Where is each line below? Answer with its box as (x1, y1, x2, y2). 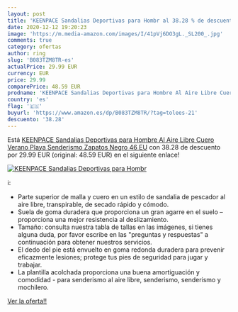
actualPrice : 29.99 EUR (7, 63, 78, 70)
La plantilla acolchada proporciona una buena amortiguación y (17, 267, 200, 277)
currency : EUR (7, 69, 50, 77)
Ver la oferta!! (7, 296, 47, 305)
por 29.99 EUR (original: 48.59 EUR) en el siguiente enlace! (7, 150, 180, 159)
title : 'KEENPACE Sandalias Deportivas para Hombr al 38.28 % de (7, 17, 204, 24)
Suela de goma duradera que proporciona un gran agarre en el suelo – (17, 207, 223, 216)
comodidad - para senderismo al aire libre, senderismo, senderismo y (17, 275, 221, 284)
